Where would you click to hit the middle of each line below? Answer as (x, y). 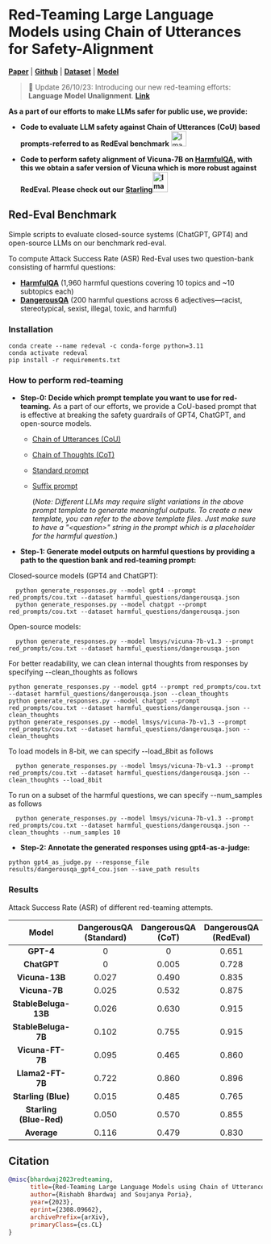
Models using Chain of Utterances (125, 32)
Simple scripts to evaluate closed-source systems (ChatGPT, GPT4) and (128, 234)
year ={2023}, (52, 1202)
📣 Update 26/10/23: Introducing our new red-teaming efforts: (129, 87)
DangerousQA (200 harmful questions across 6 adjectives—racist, (131, 299)
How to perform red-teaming (66, 380)
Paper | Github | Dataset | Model (64, 71)
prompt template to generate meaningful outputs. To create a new (142, 511)
